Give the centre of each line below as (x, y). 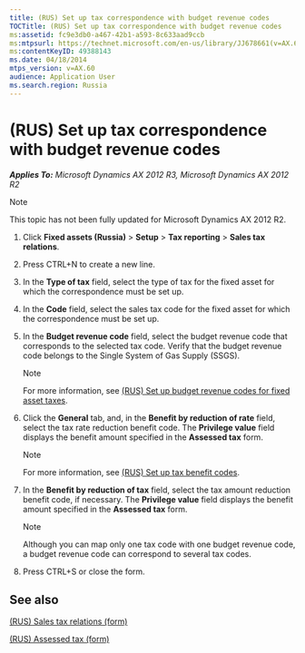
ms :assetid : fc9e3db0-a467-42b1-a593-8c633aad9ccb (107, 34)
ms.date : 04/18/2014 (49, 60)
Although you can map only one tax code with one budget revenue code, (159, 544)
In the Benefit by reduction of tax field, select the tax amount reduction (157, 490)
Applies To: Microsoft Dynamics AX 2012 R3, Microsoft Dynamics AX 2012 (149, 174)
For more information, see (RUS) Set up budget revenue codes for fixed (156, 390)
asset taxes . (45, 400)
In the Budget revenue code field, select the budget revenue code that (155, 336)
